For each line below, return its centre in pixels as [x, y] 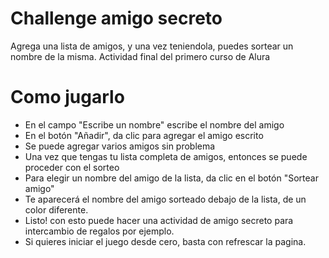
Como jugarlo [67, 97]
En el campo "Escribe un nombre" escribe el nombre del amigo [154, 124]
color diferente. [56, 209]
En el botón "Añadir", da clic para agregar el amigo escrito [144, 135]
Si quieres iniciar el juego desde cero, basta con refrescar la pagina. [165, 241]
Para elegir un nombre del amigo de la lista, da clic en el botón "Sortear [171, 178]
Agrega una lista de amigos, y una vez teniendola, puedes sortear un [152, 46]
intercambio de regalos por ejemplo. [99, 231]
